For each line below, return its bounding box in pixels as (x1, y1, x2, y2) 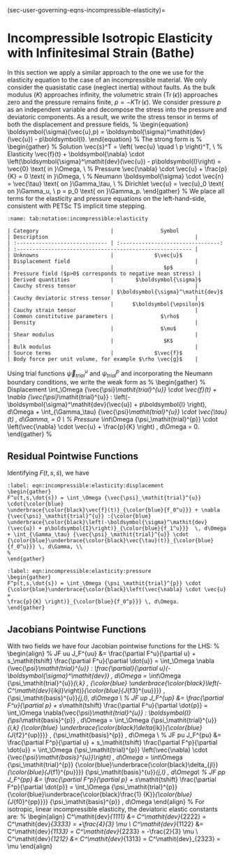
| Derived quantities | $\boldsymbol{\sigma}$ (7, 276, 201, 283)
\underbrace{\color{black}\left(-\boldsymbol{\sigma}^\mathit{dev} (7, 519, 208, 526)
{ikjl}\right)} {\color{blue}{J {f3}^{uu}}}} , (50, 687, 166, 695)
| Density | (7, 319, 198, 326)
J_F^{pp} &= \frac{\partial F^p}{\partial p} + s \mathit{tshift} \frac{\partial (7, 775, 217, 784)
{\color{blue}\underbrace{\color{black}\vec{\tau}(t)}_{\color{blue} (7, 537, 214, 544)
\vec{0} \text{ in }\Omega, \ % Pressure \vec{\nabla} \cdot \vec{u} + (7, 164, 203, 173)
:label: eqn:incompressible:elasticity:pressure (7, 568, 152, 575)
